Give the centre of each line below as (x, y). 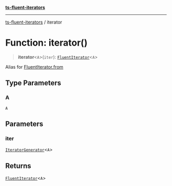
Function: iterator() (47, 43)
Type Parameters (33, 83)
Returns (18, 166)
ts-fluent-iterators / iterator (34, 22)
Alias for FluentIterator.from (34, 67)
